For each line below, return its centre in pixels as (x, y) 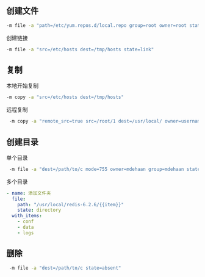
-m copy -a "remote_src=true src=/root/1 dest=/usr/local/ (86, 121)
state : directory (39, 210)
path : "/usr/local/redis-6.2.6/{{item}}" (70, 204)
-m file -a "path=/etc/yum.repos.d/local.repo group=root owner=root (97, 25)
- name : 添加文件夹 (29, 193)
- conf (26, 221)
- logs (26, 233)
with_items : (27, 216)
